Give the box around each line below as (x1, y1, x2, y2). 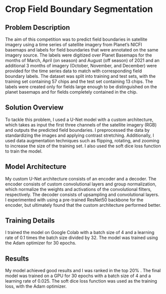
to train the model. (5, 148, 43, 154)
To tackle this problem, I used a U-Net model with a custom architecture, (5, 117, 154, 122)
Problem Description (5, 23, 70, 32)
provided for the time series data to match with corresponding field (5, 68, 142, 74)
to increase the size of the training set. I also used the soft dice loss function (5, 143, 161, 149)
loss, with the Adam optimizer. (5, 284, 67, 290)
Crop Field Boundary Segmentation (5, 3, 153, 15)
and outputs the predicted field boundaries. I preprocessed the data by (5, 127, 150, 133)
